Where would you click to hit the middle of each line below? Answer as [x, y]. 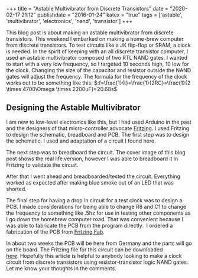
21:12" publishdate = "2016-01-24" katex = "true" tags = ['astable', [102, 15]
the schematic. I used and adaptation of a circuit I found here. [81, 141]
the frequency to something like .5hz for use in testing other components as [98, 213]
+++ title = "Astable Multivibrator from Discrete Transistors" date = [87, 9]
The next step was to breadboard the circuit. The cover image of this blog [96, 152]
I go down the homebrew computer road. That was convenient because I [95, 219]
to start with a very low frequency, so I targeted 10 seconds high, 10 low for [98, 64]
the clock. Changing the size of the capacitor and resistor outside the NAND [99, 70]
